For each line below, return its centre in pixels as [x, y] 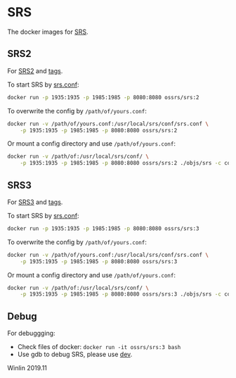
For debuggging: [31, 333]
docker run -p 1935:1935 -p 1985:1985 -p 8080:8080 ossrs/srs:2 [103, 97]
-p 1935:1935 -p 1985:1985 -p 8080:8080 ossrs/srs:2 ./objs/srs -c [120, 163]
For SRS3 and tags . [35, 202]
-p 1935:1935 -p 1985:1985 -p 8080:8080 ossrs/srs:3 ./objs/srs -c [120, 294]
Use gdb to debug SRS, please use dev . [75, 354]
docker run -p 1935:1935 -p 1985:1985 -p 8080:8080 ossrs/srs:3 [103, 228]
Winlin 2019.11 [27, 368]
